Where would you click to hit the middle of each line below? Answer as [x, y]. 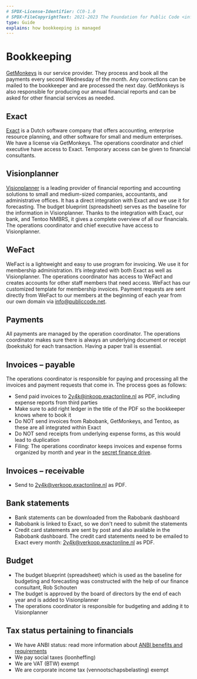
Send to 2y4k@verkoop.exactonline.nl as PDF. [71, 485]
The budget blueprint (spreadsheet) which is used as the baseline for [98, 575]
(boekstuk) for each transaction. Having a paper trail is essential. [84, 346]
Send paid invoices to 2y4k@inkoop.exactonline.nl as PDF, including [97, 397]
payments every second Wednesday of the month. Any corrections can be [96, 79]
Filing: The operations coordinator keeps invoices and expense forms [98, 446]
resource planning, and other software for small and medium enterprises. [94, 137]
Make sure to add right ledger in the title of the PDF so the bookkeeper [100, 409]
